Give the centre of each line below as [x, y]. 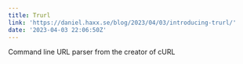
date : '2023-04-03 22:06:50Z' [58, 30]
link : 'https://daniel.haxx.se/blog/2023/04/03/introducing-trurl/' [122, 23]
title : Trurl [29, 15]
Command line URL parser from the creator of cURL [92, 52]
